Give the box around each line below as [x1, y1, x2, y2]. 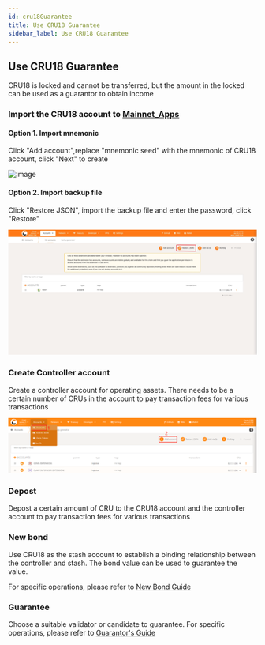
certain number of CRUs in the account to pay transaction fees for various [8, 394, 248, 403]
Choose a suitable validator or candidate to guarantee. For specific [8, 619, 225, 628]
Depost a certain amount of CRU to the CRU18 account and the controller [8, 504, 246, 513]
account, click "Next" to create [8, 154, 109, 164]
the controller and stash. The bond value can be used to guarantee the [8, 558, 238, 568]
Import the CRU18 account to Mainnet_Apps [8, 109, 180, 120]
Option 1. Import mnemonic [8, 128, 99, 138]
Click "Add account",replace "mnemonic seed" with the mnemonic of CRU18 [8, 146, 256, 156]
